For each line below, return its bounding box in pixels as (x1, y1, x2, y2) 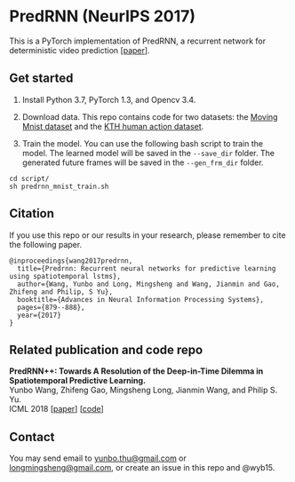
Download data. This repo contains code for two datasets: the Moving (21, 111, 278, 122)
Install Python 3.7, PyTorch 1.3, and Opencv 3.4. (21, 94, 196, 105)
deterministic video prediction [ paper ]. (9, 44, 150, 55)
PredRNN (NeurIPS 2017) (9, 6, 196, 27)
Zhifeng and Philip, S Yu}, (9, 287, 114, 296)
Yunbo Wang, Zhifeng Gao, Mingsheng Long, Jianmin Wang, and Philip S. (9, 384, 278, 396)
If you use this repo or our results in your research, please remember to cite (9, 229, 286, 241)
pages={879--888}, (17, 303, 86, 312)
